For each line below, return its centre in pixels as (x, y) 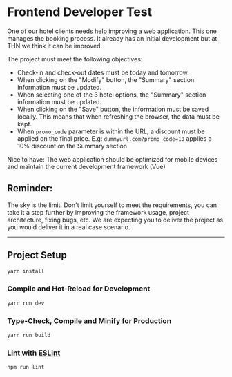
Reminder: (30, 188)
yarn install (26, 271)
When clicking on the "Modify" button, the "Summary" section (106, 79)
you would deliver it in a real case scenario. (69, 227)
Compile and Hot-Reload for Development (79, 289)
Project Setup (37, 255)
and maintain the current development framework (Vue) (86, 166)
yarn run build (29, 335)
